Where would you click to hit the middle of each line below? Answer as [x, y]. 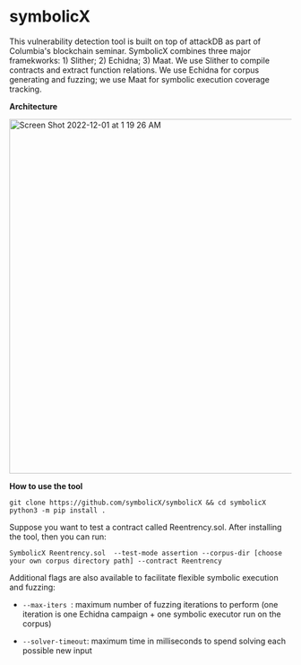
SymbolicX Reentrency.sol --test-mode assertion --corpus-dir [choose [146, 553]
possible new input [57, 650]
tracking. [26, 89]
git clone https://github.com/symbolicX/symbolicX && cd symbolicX [138, 503]
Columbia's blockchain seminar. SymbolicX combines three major [130, 50]
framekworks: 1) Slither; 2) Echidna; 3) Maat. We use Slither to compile [140, 60]
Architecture [34, 106]
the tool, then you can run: [58, 537]
